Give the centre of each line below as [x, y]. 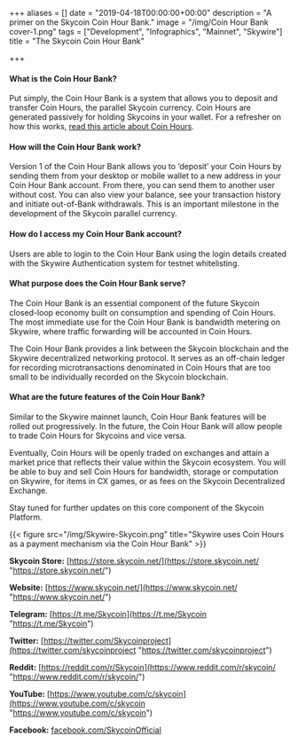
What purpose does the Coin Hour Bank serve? [98, 284]
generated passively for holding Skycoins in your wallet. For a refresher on [145, 117]
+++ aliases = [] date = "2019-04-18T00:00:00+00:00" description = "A [141, 13]
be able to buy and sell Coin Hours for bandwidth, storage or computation [144, 472]
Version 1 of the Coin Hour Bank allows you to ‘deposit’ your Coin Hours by [145, 167]
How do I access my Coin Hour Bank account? [95, 234]
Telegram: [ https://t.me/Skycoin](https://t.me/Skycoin [108, 615]
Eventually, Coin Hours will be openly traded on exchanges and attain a [139, 453]
